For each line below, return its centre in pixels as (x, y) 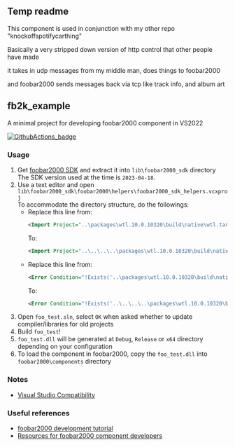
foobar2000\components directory (64, 362)
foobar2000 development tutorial (65, 428)
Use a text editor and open (56, 184)
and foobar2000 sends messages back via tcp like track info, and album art (116, 84)
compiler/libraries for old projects (65, 324)
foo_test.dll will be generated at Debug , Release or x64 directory (110, 339)
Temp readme (38, 12)
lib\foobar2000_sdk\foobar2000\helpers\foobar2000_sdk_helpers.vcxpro (122, 191)
